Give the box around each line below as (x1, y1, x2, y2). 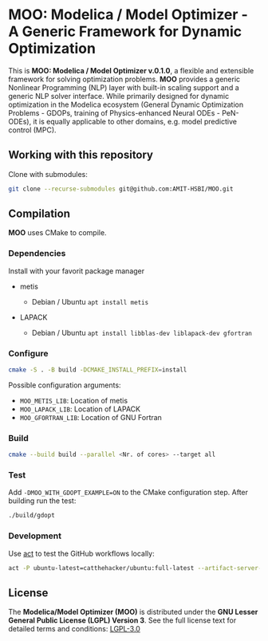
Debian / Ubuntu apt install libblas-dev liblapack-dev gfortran (31, 328, 253, 337)
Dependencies (8, 248, 66, 259)
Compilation (8, 207, 70, 221)
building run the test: (8, 496, 77, 505)
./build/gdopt (8, 512, 56, 520)
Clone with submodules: (8, 169, 88, 179)
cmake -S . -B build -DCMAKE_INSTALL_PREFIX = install (8, 366, 187, 374)
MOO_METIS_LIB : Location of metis (19, 395, 128, 405)
